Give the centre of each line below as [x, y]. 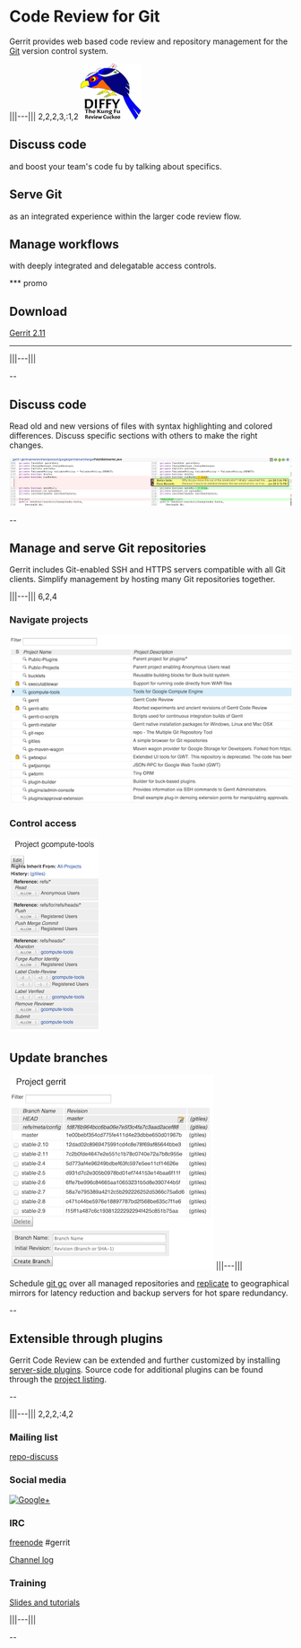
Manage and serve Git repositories [108, 548]
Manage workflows [64, 244]
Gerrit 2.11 [28, 333]
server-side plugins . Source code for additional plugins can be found [136, 1370]
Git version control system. [59, 50]
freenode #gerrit [40, 1542]
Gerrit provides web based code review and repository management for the [149, 41]
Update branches [59, 1057]
